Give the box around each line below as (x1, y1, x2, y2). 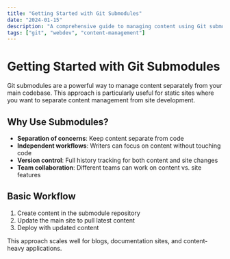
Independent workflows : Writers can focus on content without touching (16, 142, 221, 150)
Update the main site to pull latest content (16, 216, 135, 224)
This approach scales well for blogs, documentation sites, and (7, 236, 183, 245)
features (16, 171, 41, 179)
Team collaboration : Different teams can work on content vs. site (16, 164, 202, 172)
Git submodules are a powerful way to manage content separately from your (7, 82, 222, 90)
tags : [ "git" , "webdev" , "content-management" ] (7, 29, 146, 36)
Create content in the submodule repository (16, 209, 140, 217)
